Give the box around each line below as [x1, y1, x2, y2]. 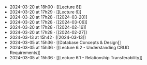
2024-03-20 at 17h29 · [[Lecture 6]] [9, 9, 82, 15]
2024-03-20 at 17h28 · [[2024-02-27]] [9, 30, 87, 35]
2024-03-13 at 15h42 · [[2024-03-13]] [9, 34, 86, 40]
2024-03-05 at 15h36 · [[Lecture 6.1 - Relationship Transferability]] [9, 55, 143, 60]
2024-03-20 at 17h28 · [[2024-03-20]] [9, 14, 88, 20]
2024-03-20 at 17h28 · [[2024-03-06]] [9, 19, 88, 25]
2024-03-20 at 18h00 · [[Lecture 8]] [9, 4, 82, 10]
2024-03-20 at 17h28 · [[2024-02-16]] [9, 24, 87, 30]
